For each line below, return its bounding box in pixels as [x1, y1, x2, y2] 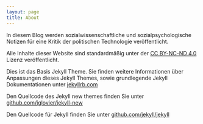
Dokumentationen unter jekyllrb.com [6, 80, 98, 88]
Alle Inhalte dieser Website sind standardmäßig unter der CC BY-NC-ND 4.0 [6, 49, 197, 57]
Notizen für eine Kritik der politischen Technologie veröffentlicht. [6, 38, 169, 45]
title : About [6, 15, 40, 21]
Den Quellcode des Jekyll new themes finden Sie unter [6, 92, 144, 100]
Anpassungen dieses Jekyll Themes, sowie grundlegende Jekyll [6, 74, 168, 81]
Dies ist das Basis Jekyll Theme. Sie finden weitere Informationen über [6, 67, 184, 75]
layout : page [6, 9, 40, 15]
